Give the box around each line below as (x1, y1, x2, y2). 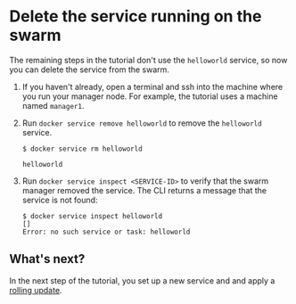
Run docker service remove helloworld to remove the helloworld (21, 118, 262, 128)
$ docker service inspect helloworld (21, 211, 163, 220)
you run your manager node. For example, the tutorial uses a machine (21, 91, 278, 102)
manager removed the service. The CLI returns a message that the (21, 185, 267, 195)
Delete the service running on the (9, 6, 262, 27)
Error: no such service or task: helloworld (21, 227, 191, 236)
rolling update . (9, 284, 62, 295)
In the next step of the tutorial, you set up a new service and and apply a (9, 275, 275, 286)
